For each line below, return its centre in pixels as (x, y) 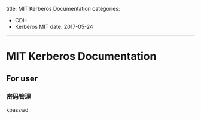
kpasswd (17, 109)
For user (22, 78)
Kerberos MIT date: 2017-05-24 (54, 27)
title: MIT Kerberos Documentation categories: (63, 9)
